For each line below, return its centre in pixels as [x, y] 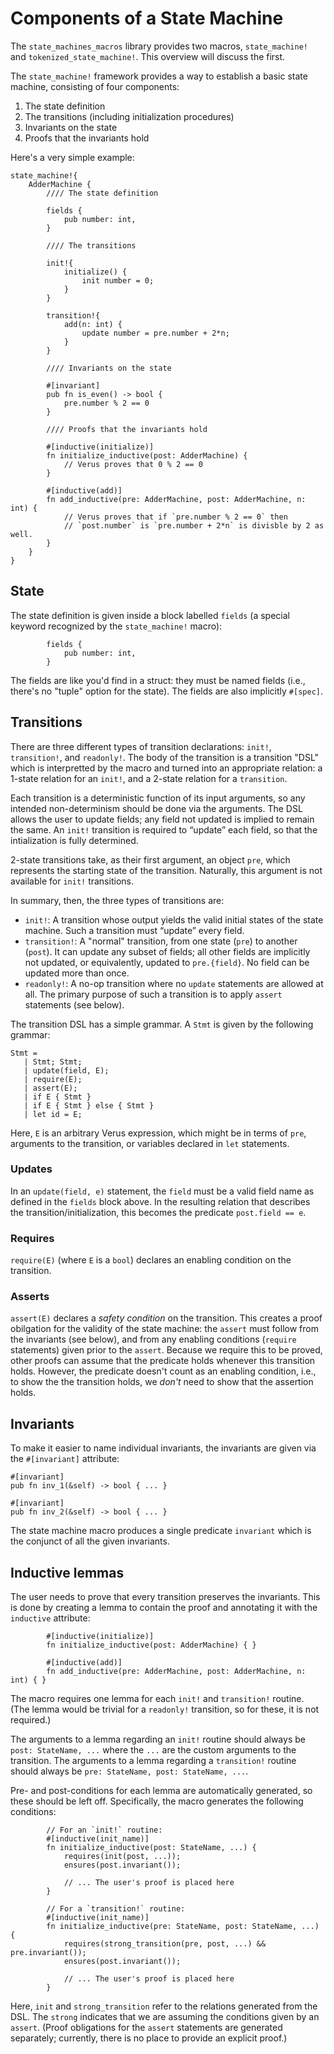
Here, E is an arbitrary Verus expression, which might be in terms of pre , [158, 1133]
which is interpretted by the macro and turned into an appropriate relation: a [166, 768]
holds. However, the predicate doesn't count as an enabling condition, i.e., [163, 1371]
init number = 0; [118, 280]
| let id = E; [53, 1114]
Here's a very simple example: [72, 157]
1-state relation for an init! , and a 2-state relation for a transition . [149, 778]
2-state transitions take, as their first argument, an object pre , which [150, 859]
